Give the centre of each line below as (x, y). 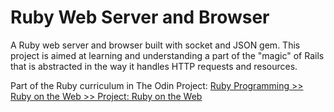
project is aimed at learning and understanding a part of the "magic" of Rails (167, 55)
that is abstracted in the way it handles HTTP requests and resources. (154, 66)
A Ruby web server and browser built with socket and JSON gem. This (155, 45)
